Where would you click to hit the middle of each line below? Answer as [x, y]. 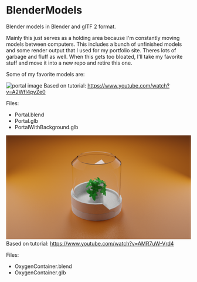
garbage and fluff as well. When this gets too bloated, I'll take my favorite [94, 56]
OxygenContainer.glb [40, 273]
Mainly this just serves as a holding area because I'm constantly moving [93, 38]
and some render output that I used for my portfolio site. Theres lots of [91, 50]
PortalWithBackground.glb [46, 127]
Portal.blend [29, 115]
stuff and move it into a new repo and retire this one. [69, 63]
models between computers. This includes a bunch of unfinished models [94, 44]
